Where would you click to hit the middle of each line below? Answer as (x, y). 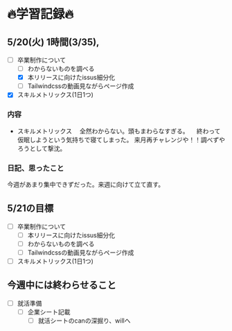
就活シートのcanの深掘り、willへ (84, 321)
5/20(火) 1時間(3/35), (53, 42)
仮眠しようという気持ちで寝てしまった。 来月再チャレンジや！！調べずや (121, 139)
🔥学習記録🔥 (41, 14)
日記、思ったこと (36, 168)
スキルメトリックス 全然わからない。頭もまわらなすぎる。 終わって (119, 131)
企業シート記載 (49, 312)
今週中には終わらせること (62, 285)
